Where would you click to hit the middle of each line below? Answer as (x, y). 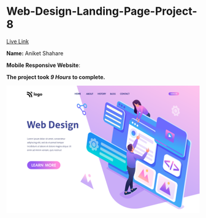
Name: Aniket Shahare (35, 53)
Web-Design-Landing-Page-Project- (102, 11)
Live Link (18, 41)
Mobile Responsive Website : (44, 65)
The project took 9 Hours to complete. (56, 77)
